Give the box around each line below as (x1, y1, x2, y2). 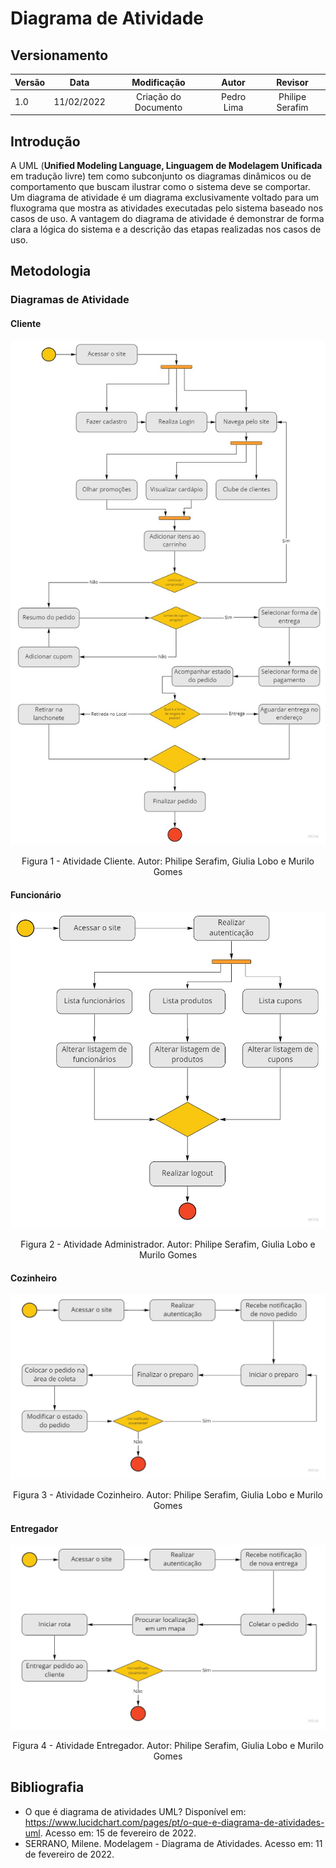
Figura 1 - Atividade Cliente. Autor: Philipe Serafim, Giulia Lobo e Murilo (21, 855, 315, 867)
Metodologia (10, 263, 92, 280)
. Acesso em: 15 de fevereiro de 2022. (39, 1827, 197, 1839)
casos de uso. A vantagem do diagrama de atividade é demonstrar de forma (10, 213, 325, 225)
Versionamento (10, 47, 109, 64)
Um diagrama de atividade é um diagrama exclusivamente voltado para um (10, 192, 319, 204)
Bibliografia (10, 1779, 85, 1796)
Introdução (10, 133, 81, 150)
